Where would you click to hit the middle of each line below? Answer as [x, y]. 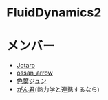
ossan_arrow [34, 73]
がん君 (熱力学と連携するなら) [58, 90]
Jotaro [26, 66]
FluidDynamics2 [54, 13]
